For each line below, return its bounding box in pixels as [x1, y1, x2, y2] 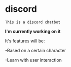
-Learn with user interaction [5, 57, 62, 63]
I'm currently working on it [5, 28, 61, 34]
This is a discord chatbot [5, 20, 61, 25]
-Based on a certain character [5, 47, 66, 53]
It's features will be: [5, 38, 45, 44]
